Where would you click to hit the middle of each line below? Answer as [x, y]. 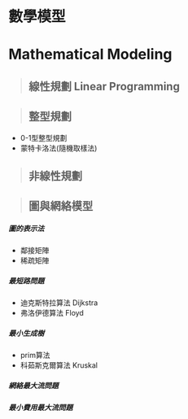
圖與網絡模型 [61, 206]
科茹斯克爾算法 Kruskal [59, 365]
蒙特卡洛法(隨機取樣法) [59, 148]
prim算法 [35, 356]
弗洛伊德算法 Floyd [52, 313]
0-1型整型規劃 [44, 137]
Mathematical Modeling [90, 55]
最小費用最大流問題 [41, 408]
